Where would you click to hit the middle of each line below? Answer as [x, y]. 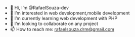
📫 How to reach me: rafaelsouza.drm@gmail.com [62, 29]
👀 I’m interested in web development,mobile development [70, 13]
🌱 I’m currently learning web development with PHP [64, 18]
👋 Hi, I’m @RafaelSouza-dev [39, 8]
